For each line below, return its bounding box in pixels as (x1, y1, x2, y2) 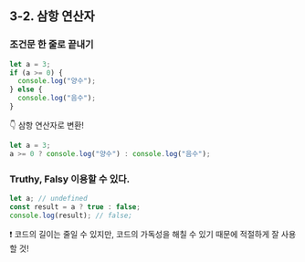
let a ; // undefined (9, 194, 89, 203)
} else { (9, 85, 43, 94)
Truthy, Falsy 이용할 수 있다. (9, 173, 131, 185)
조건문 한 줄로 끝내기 (9, 38, 94, 51)
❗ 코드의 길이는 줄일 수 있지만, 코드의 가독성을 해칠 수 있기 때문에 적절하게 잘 (9, 228, 279, 239)
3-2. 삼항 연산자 (9, 8, 96, 25)
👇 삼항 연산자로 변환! (9, 120, 85, 131)
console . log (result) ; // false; (9, 211, 132, 220)
